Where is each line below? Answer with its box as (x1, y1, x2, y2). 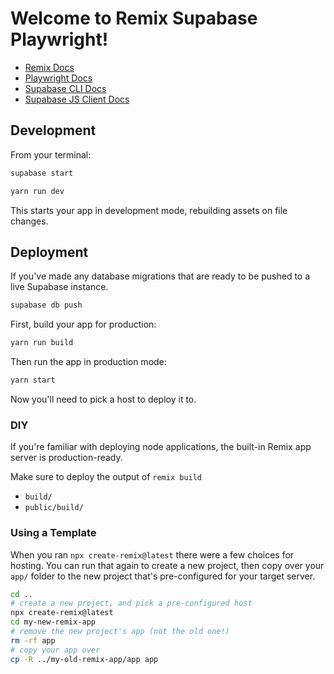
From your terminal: (10, 148, 92, 161)
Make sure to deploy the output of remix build (10, 471, 203, 483)
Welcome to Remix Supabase (10, 7, 258, 30)
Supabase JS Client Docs (24, 93, 130, 105)
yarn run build (10, 338, 74, 348)
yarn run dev (10, 186, 65, 196)
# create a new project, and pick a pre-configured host (10, 598, 253, 609)
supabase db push (10, 300, 83, 311)
